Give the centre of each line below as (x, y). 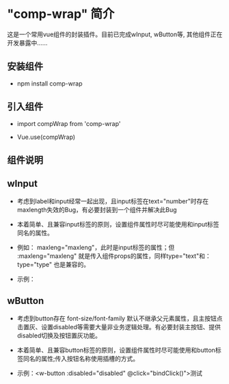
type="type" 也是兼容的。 (53, 264)
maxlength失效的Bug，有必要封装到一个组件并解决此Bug (97, 209)
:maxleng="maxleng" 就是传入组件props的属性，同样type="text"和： (114, 256)
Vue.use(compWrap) (46, 137)
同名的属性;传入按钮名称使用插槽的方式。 (81, 358)
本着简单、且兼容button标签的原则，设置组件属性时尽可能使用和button (116, 350)
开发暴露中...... (27, 42)
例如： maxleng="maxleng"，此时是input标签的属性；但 (96, 247)
